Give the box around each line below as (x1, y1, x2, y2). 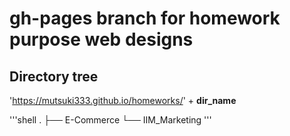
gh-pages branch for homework (9, 7, 281, 30)
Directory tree (9, 68, 99, 85)
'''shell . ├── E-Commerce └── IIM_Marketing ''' (9, 114, 212, 126)
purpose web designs (9, 28, 194, 51)
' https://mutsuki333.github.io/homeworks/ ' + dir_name (9, 95, 237, 106)
